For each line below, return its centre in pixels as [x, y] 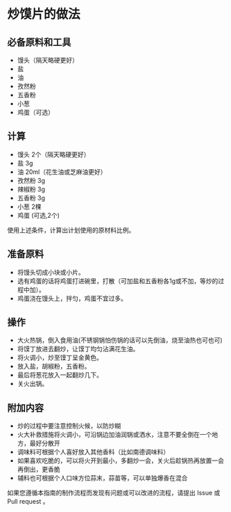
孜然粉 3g [31, 180]
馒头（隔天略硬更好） [48, 60]
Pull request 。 [28, 502]
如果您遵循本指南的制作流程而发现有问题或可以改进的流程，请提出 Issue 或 [114, 493]
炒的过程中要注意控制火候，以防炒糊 [69, 426]
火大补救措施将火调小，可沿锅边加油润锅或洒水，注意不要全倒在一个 [114, 435]
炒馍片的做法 [44, 14]
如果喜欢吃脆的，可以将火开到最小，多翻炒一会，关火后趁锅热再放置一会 [120, 461]
